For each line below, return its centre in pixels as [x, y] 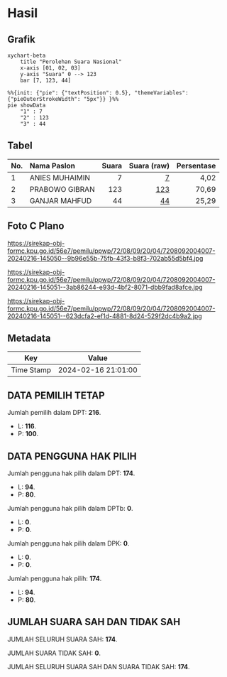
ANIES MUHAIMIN [60, 178]
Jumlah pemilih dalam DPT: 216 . [54, 413]
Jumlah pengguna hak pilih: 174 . [55, 579]
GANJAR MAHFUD [61, 200]
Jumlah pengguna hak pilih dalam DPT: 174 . [71, 473]
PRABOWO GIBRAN [62, 189]
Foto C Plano [36, 226]
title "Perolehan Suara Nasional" [71, 62]
